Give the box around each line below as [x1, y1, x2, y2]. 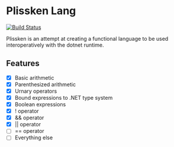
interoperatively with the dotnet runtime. [6, 41, 104, 48]
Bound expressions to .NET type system [14, 94, 113, 101]
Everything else [14, 134, 53, 141]
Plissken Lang [6, 4, 76, 18]
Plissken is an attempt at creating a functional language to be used [6, 35, 169, 42]
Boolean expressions [14, 101, 66, 107]
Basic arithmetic [14, 74, 54, 81]
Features [6, 58, 40, 68]
